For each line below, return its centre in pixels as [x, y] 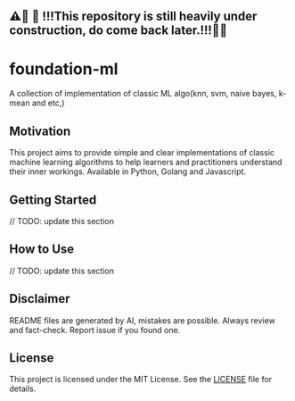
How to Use [42, 250]
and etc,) [48, 103]
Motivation [40, 131]
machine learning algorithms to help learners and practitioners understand [146, 163]
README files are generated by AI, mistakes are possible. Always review [143, 320]
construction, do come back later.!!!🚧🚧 [119, 31]
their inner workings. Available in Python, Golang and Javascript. [128, 171]
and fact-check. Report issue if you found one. [95, 330]
